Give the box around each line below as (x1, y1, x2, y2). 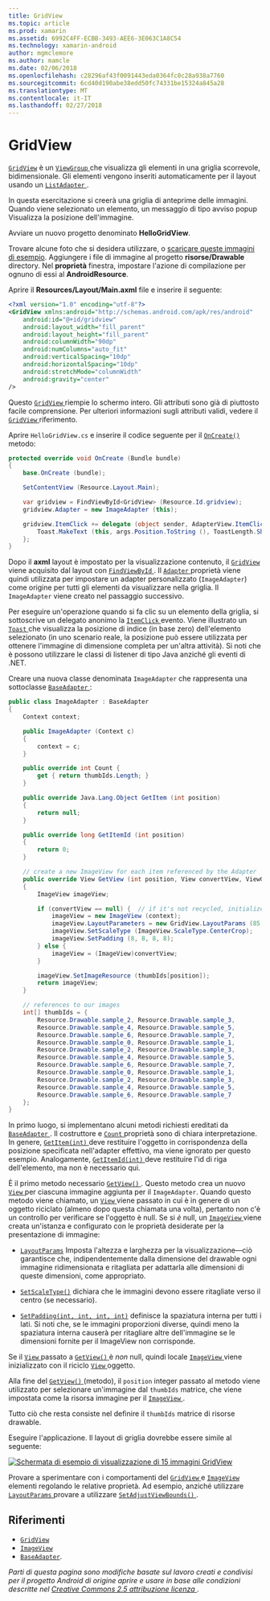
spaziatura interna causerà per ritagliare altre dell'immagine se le (19, 1328, 235, 1338)
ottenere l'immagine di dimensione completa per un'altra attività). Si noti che (8, 641, 261, 651)
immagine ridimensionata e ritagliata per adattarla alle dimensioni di (19, 1262, 244, 1272)
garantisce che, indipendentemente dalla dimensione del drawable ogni (19, 1254, 257, 1264)
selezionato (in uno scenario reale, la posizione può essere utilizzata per (8, 632, 247, 642)
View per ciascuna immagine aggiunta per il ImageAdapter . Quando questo (8, 1187, 252, 1197)
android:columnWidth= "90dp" (22, 338, 117, 346)
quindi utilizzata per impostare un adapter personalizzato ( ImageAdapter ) (8, 574, 247, 584)
